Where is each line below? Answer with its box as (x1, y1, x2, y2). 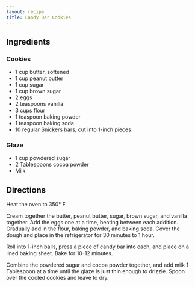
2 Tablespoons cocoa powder (14, 161, 89, 168)
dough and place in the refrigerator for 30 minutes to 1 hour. (6, 232, 155, 239)
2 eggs (14, 94, 32, 101)
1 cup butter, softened (14, 69, 69, 76)
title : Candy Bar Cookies (6, 14, 71, 20)
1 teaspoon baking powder (14, 113, 81, 120)
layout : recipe (6, 8, 45, 15)
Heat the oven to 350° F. (6, 201, 67, 208)
